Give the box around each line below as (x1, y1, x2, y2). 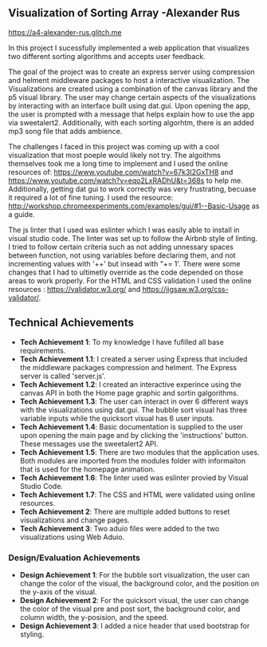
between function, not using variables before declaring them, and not (8, 251, 237, 260)
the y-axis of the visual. (19, 586, 97, 597)
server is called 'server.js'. (19, 371, 106, 381)
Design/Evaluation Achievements (8, 552, 141, 563)
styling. (19, 629, 45, 639)
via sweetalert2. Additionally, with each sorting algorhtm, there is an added (8, 117, 254, 127)
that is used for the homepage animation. (19, 464, 155, 474)
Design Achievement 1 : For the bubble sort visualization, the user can (19, 570, 250, 579)
